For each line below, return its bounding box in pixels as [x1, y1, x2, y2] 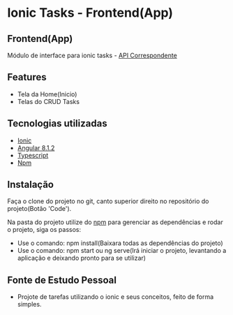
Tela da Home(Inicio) [17, 89, 77, 98]
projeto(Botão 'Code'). [7, 205, 72, 213]
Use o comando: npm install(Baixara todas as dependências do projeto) [17, 239, 223, 247]
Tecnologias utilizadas [7, 117, 107, 130]
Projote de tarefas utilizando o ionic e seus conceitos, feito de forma [17, 293, 214, 301]
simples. [17, 300, 42, 309]
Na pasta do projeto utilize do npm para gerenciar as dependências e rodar [7, 218, 223, 226]
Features [7, 71, 47, 83]
